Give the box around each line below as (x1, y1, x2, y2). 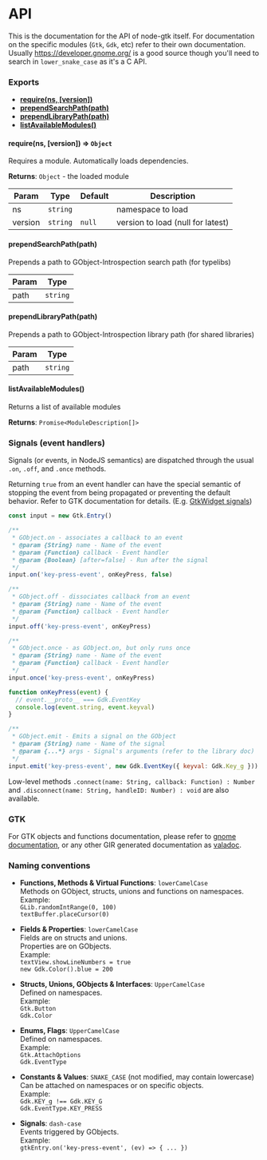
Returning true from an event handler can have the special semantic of (8, 480, 241, 489)
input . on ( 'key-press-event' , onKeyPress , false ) (8, 571, 173, 579)
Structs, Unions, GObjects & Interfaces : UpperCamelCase (19, 980, 206, 989)
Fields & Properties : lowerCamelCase (19, 924, 139, 934)
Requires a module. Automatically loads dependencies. (8, 156, 189, 166)
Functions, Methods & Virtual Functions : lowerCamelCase (19, 878, 209, 888)
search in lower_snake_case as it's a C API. (8, 57, 147, 66)
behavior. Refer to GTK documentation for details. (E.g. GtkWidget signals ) (8, 497, 253, 506)
